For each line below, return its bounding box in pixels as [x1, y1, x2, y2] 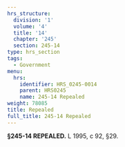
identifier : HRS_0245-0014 [19, 81, 97, 88]
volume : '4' [13, 23, 48, 30]
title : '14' [13, 29, 48, 37]
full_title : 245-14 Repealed [7, 112, 91, 119]
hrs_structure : [7, 10, 51, 17]
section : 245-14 [13, 42, 60, 49]
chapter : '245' [13, 36, 57, 43]
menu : [7, 68, 23, 75]
